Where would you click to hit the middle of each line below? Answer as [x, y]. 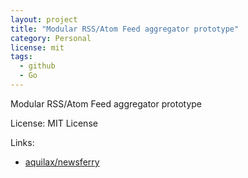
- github [37, 66]
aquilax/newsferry [62, 162]
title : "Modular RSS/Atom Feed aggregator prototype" [125, 29]
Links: [22, 142]
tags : [21, 57]
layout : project [44, 19]
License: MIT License [54, 123]
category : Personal [51, 38]
